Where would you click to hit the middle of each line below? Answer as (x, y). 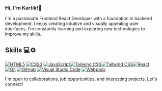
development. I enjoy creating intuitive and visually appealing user (72, 23)
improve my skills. (23, 34)
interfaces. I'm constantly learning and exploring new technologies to (75, 29)
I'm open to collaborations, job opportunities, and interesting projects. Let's (81, 79)
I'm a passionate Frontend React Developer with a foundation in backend (79, 19)
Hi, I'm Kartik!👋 (23, 8)
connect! (14, 84)
